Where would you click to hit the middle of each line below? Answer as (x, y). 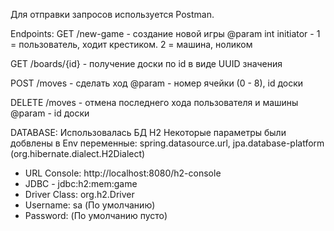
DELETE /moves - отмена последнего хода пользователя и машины (154, 102)
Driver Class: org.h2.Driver (79, 194)
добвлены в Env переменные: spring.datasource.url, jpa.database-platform (167, 143)
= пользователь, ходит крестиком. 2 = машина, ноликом (131, 44)
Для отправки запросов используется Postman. (112, 14)
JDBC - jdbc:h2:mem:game (81, 183)
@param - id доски (50, 113)
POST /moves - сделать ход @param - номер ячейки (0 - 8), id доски (157, 83)
